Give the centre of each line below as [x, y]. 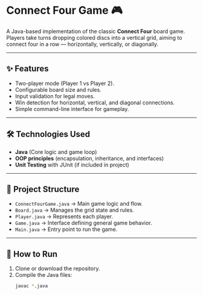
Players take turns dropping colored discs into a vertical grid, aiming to [94, 37]
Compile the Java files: [43, 275]
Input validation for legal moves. [55, 96]
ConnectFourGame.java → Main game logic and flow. [79, 204]
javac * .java [31, 286]
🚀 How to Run [32, 254]
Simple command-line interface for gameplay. [72, 109]
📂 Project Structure [43, 189]
